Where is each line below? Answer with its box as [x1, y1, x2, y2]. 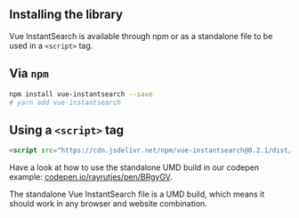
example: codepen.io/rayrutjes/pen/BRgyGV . [9, 172, 173, 182]
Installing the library [9, 7, 124, 22]
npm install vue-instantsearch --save [9, 89, 153, 99]
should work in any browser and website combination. [9, 198, 207, 209]
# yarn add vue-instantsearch [9, 98, 122, 107]
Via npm [9, 66, 49, 81]
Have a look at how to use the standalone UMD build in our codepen [9, 162, 260, 173]
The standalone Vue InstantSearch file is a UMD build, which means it [9, 189, 265, 199]
